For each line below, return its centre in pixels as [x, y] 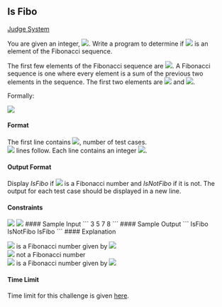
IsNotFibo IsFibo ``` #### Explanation [62, 231]
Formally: [21, 95]
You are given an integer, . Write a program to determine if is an [108, 43]
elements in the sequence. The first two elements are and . [101, 82]
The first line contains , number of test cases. [77, 142]
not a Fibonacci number [51, 255]
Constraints [25, 207]
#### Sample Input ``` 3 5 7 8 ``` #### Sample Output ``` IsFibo [116, 224]
